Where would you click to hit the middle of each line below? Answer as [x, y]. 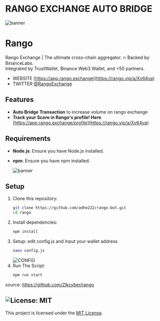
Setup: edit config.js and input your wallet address [65, 241]
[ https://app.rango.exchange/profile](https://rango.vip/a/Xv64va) [81, 123]
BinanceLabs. [19, 63]
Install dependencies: [35, 222]
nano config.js [29, 251]
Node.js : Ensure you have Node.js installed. [58, 151]
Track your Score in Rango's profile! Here [57, 117]
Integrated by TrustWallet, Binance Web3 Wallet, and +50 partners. [75, 68]
